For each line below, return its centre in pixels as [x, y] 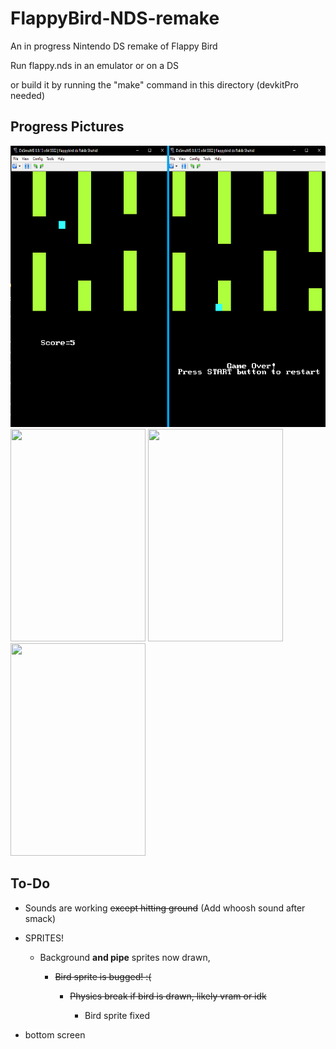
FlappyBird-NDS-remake [115, 18]
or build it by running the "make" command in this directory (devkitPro [154, 84]
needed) [28, 95]
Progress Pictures [67, 127]
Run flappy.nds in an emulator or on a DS [95, 65]
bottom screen [55, 1034]
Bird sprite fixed [117, 1015]
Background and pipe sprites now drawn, [125, 957]
